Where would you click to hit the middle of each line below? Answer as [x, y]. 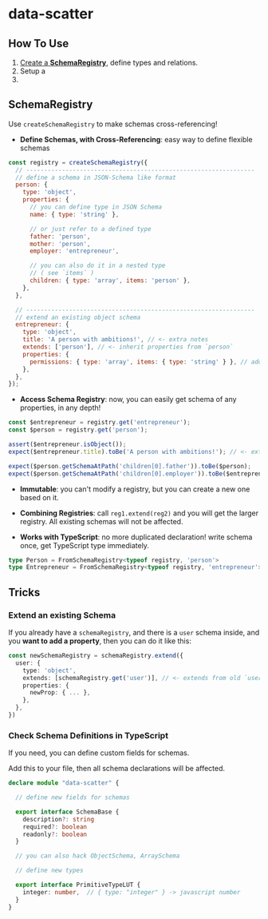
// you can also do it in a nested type [97, 266]
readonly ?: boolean [55, 834]
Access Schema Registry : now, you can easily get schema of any [128, 400]
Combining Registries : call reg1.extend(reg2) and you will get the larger [139, 513]
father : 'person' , [60, 237]
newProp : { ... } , [60, 693]
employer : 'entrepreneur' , [74, 251]
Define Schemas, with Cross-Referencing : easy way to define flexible [136, 139]
